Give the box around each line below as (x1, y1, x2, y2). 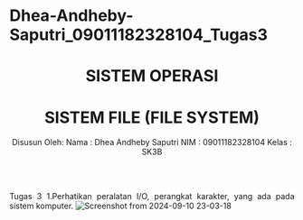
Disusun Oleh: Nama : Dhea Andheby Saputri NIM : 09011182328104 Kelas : (12, 137, 292, 148)
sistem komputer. (9, 200, 74, 212)
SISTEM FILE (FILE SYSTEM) (43, 107, 260, 127)
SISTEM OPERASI (85, 66, 219, 87)
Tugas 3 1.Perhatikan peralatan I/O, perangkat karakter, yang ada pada (9, 191, 295, 202)
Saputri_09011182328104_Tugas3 (9, 24, 269, 45)
